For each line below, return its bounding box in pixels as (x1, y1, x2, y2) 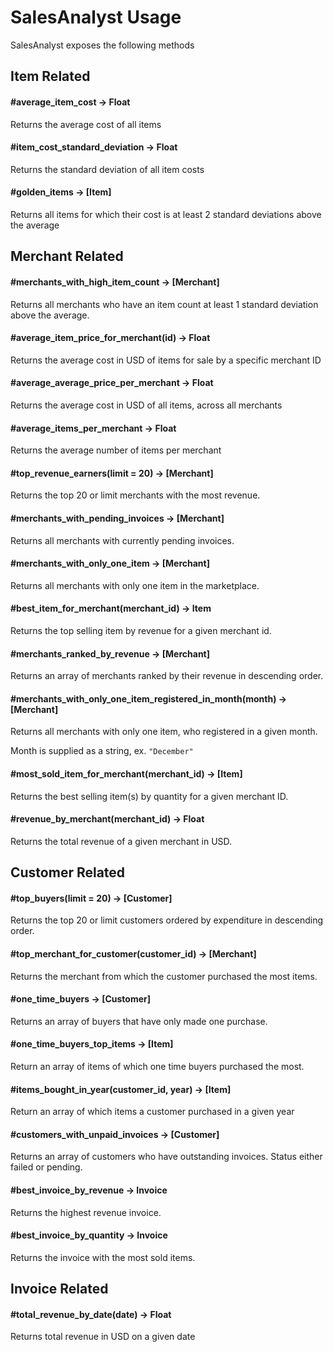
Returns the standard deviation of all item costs (10, 163, 205, 175)
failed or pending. (10, 1161, 83, 1173)
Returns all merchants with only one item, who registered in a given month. (10, 726, 318, 738)
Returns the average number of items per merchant (10, 444, 222, 456)
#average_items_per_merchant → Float (10, 422, 177, 434)
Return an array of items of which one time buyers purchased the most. (10, 1060, 305, 1072)
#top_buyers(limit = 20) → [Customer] (10, 892, 173, 904)
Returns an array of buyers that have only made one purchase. (10, 1015, 268, 1027)
